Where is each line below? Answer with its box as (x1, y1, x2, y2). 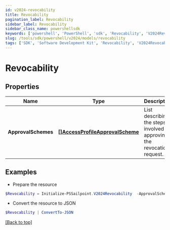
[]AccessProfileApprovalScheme (58, 128, 139, 135)
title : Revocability (5, 12, 49, 17)
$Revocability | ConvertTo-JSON (5, 210, 73, 215)
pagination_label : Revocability (5, 17, 73, 22)
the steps (144, 119, 166, 126)
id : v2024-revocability (5, 7, 56, 13)
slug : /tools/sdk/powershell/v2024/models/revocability (5, 36, 125, 41)
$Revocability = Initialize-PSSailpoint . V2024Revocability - (5, 191, 139, 196)
